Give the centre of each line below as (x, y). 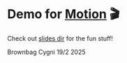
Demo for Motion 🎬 (63, 14)
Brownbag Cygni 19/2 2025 (46, 52)
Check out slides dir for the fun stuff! (60, 38)
